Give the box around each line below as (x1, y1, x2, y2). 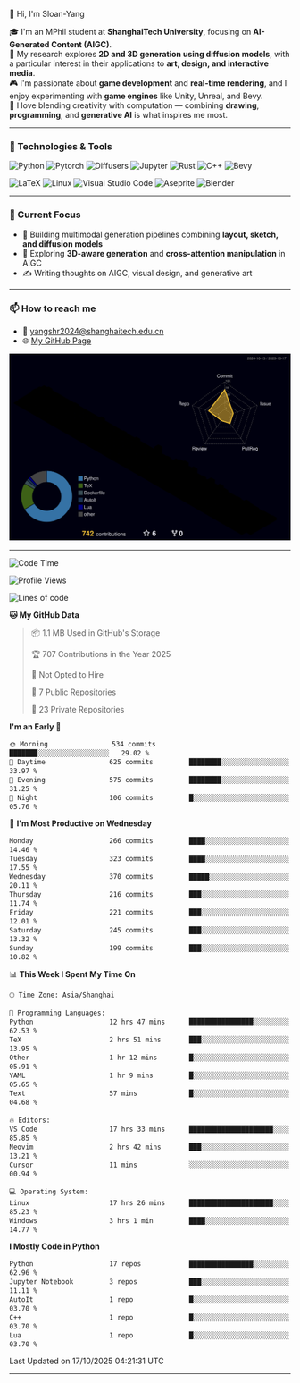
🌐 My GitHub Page (21, 335, 92, 346)
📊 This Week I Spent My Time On (9, 969, 136, 980)
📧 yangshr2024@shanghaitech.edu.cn (21, 325, 164, 336)
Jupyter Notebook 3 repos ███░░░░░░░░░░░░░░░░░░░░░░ (9, 1278, 290, 1286)
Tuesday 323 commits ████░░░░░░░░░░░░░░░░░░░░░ (9, 855, 290, 864)
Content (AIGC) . (51, 39, 112, 49)
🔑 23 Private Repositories (30, 704, 125, 715)
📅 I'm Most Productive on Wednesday (9, 818, 152, 829)
